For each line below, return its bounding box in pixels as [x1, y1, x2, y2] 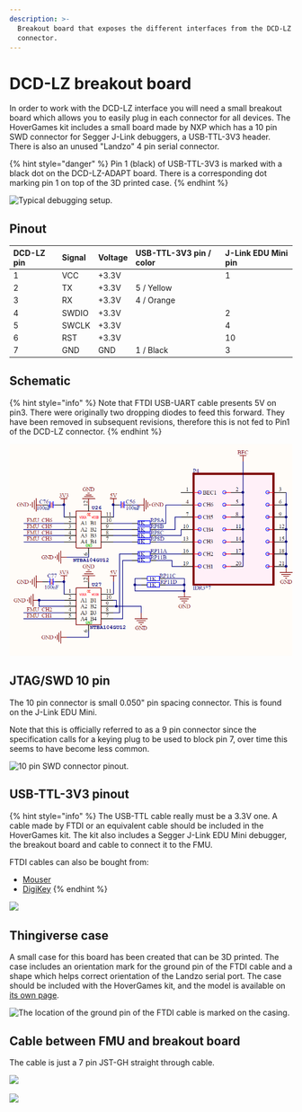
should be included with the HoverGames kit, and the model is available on [9, 980, 286, 992]
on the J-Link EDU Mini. [9, 706, 97, 718]
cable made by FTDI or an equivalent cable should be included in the [9, 820, 264, 831]
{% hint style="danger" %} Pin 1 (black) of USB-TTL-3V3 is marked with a [9, 158, 283, 170]
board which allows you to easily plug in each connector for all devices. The [9, 112, 291, 123]
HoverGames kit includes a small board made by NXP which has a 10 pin [9, 122, 278, 133]
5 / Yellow [135, 283, 173, 294]
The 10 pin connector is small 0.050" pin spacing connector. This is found [9, 697, 282, 708]
